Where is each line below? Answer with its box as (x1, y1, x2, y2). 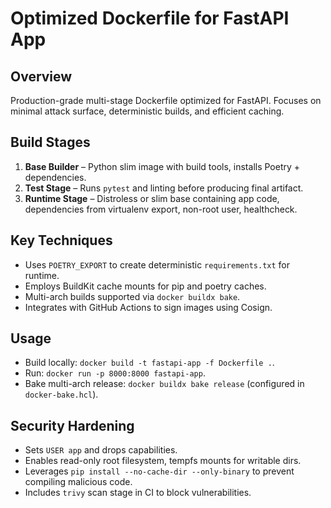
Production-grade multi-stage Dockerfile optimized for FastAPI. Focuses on (10, 95, 322, 106)
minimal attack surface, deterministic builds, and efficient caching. (10, 105, 285, 117)
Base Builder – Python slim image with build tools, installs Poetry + (24, 160, 301, 172)
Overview (10, 68, 73, 85)
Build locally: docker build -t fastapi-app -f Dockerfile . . (24, 357, 275, 369)
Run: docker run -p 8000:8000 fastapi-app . (24, 367, 206, 379)
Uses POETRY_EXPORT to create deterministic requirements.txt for (24, 258, 290, 271)
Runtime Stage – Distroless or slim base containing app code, (24, 192, 280, 204)
